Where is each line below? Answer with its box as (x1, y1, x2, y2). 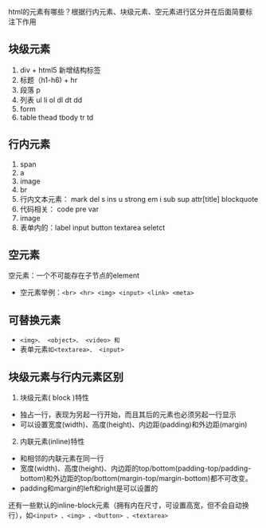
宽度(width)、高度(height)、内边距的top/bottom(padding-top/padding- (19, 463, 252, 473)
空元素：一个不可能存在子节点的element (8, 270, 139, 281)
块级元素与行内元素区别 (8, 370, 123, 384)
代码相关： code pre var (19, 204, 100, 214)
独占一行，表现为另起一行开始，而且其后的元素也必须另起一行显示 (19, 410, 237, 420)
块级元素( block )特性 (19, 393, 89, 403)
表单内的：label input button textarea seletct (19, 223, 166, 232)
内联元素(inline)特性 (19, 437, 85, 447)
